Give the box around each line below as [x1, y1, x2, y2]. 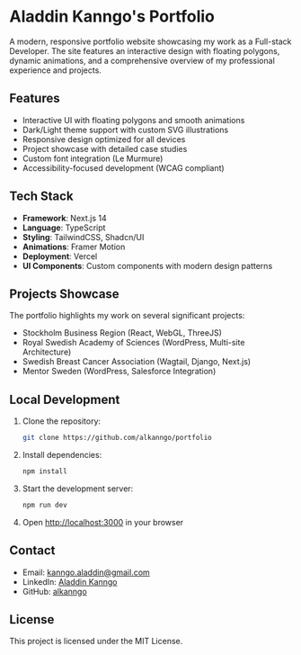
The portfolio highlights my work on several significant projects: [9, 310, 245, 321]
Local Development [9, 391, 120, 407]
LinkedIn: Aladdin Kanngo [22, 576, 118, 587]
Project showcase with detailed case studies [22, 143, 188, 154]
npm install [22, 467, 67, 476]
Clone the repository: [22, 416, 102, 426]
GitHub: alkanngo [22, 586, 87, 597]
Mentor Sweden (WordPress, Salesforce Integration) [22, 366, 217, 377]
